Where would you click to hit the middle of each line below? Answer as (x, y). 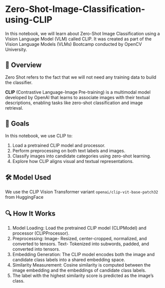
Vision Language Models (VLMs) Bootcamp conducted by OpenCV (74, 44)
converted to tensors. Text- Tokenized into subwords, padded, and (81, 244)
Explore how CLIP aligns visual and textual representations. (73, 161)
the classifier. (19, 82)
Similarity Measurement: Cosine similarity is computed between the (81, 265)
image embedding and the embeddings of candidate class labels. (79, 271)
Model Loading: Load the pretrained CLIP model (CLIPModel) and (79, 228)
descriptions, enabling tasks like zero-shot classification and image (74, 103)
